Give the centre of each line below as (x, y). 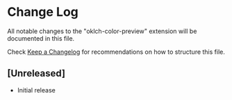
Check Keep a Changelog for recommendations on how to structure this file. (116, 52)
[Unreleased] (36, 73)
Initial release (36, 90)
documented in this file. (41, 38)
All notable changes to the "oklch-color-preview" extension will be (102, 31)
